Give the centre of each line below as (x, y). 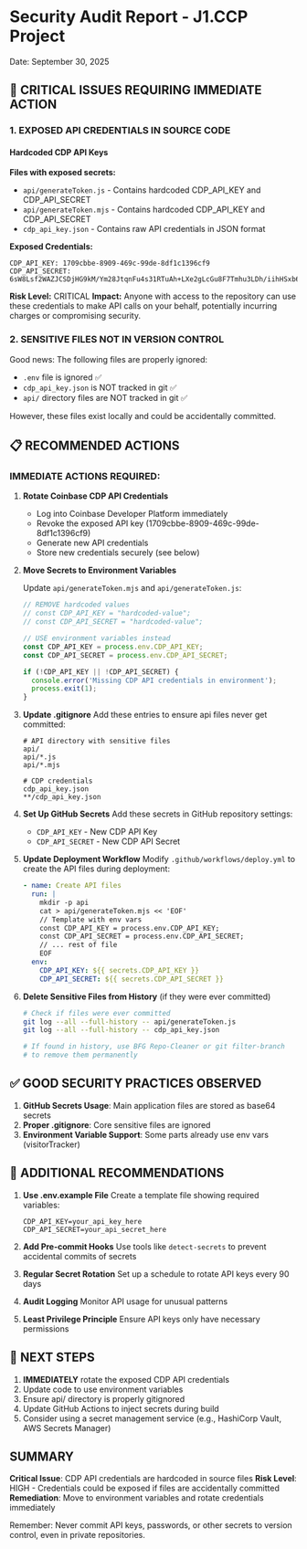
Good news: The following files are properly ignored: (109, 359)
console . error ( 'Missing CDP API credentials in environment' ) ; (154, 680)
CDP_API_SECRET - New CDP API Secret (108, 841)
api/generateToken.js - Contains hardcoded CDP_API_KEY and (142, 190)
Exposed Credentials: (51, 247)
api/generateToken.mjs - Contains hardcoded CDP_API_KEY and (144, 210)
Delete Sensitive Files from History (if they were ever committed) (147, 996)
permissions (46, 1328)
